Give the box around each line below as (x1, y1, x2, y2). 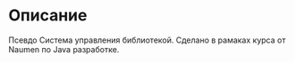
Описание (8, 5, 88, 26)
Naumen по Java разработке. (8, 43, 120, 54)
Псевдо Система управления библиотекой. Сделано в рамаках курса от (8, 35, 286, 45)
